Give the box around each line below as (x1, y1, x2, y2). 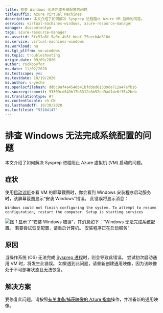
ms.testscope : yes (5, 71, 43, 76)
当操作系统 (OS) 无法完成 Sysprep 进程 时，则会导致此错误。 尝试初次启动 (5, 255, 153, 261)
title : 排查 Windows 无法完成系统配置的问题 (5, 7, 88, 12)
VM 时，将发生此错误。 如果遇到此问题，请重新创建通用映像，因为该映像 (10, 261, 158, 266)
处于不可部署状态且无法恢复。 (5, 267, 65, 273)
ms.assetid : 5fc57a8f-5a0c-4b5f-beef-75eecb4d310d (5, 35, 111, 40)
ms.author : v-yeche (5, 80, 45, 85)
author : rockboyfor (5, 62, 45, 67)
